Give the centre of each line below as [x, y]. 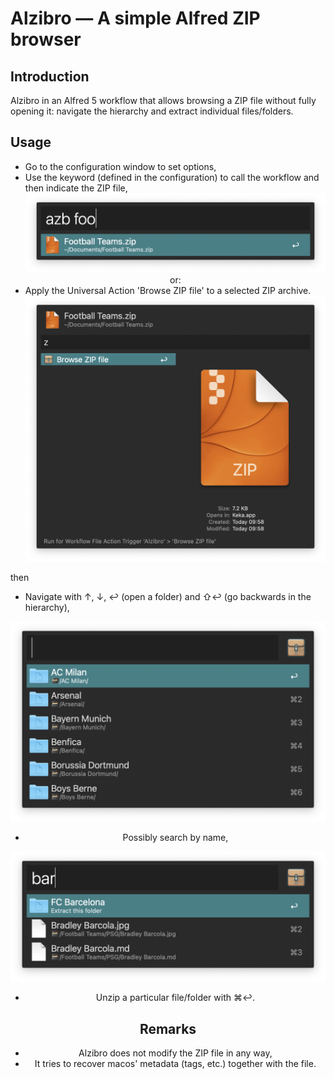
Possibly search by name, [175, 837]
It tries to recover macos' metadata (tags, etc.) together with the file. [175, 1064]
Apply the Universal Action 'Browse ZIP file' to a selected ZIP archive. [168, 291]
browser [46, 39]
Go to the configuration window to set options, [120, 166]
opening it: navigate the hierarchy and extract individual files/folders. [152, 111]
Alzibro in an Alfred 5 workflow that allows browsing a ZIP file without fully [163, 100]
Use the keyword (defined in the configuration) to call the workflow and [172, 177]
